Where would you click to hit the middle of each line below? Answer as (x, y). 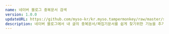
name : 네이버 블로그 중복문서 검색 (36, 10)
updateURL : (17, 19)
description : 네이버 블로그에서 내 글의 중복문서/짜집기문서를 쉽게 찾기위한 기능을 (80, 24)
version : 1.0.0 (21, 14)
